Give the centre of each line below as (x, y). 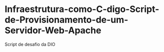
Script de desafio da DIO (30, 44)
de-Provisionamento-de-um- (66, 20)
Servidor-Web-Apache (53, 30)
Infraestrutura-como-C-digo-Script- (82, 9)
